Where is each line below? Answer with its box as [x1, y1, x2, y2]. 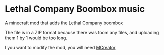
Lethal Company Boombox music [5, 3, 145, 15]
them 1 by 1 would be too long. [5, 35, 67, 41]
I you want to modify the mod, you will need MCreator [5, 44, 116, 50]
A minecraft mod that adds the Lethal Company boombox [5, 20, 123, 26]
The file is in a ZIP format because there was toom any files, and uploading [5, 29, 159, 35]
